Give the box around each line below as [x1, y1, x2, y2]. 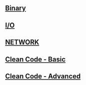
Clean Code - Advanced [5, 72, 81, 80]
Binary [5, 4, 26, 12]
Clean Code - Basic [5, 55, 66, 63]
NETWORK [5, 38, 40, 46]
